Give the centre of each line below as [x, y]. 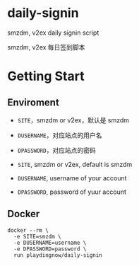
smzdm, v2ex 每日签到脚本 [46, 47]
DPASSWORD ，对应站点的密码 [57, 150]
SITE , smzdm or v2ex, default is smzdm [75, 164]
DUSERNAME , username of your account [72, 178]
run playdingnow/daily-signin [58, 255]
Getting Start [46, 76]
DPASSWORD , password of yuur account [72, 192]
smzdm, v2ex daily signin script [53, 33]
